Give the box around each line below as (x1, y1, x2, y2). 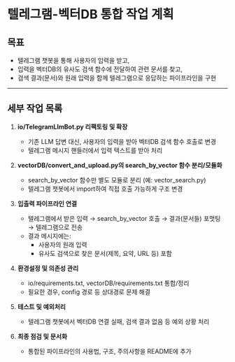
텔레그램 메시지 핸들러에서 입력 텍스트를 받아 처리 (27, 146, 163, 154)
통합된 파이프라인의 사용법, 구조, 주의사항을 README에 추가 (27, 347, 192, 355)
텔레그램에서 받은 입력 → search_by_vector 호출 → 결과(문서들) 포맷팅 (27, 214, 221, 222)
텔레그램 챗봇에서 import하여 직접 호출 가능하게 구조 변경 (27, 184, 183, 193)
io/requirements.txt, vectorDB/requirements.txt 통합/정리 (27, 279, 190, 287)
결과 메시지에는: (27, 231, 71, 240)
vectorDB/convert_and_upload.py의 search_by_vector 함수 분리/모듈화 (17, 161, 222, 169)
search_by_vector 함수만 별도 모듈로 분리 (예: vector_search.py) (27, 175, 206, 184)
